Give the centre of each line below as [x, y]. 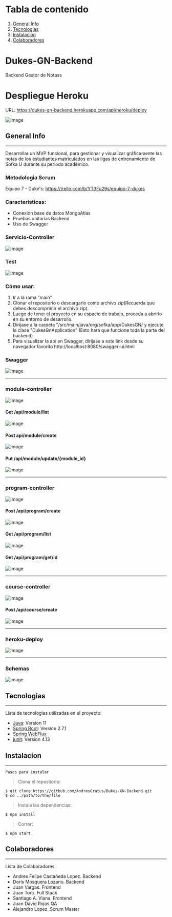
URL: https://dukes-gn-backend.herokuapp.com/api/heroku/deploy [76, 110]
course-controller [28, 587]
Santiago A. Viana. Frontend [42, 898]
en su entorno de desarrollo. [42, 319]
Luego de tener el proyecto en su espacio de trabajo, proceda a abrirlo [87, 314]
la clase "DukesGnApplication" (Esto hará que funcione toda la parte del [89, 330]
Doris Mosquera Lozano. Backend [48, 882]
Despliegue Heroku [47, 96]
